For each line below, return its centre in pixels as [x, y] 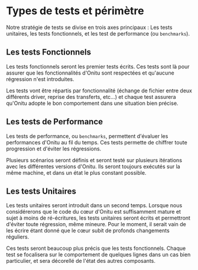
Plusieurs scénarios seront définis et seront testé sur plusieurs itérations [94, 160]
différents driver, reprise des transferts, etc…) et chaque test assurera [91, 97]
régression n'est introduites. [40, 79]
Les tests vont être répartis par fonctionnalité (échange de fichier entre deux [99, 91]
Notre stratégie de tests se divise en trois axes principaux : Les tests [89, 27]
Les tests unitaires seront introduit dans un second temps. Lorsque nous [94, 205]
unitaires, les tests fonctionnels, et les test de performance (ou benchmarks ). [98, 33]
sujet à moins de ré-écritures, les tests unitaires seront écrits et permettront [98, 218]
